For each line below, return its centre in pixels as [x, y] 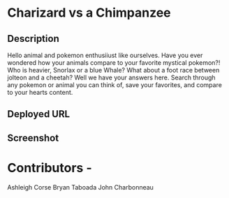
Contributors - [50, 168]
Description [33, 39]
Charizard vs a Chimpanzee [89, 13]
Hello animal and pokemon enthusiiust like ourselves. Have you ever [105, 55]
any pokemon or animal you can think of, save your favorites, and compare [114, 85]
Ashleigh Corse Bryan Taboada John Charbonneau [80, 187]
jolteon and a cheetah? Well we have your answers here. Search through [111, 77]
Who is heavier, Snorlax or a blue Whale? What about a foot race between [113, 70]
